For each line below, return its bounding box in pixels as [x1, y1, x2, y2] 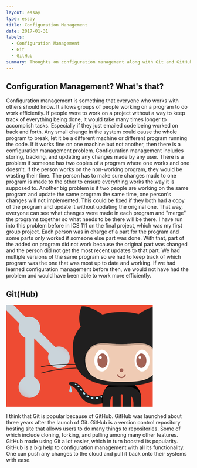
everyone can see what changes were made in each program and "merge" [6, 209, 186, 217]
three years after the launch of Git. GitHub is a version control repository [6, 419, 181, 426]
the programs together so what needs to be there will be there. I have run [6, 216, 183, 223]
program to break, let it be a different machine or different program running [6, 135, 188, 142]
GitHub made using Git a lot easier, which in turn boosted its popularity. [6, 438, 178, 445]
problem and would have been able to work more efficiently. [6, 272, 151, 279]
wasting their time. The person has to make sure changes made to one [6, 172, 177, 179]
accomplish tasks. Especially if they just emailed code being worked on [6, 122, 179, 129]
